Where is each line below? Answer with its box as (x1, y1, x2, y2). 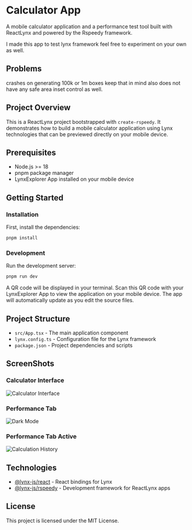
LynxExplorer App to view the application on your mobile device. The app (6, 291, 183, 298)
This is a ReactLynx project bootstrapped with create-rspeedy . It (6, 118, 161, 125)
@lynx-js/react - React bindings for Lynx (14, 478, 112, 485)
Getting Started (6, 193, 64, 202)
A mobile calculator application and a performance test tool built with (6, 23, 173, 30)
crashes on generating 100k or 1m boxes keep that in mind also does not (6, 79, 181, 86)
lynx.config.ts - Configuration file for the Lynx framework (14, 335, 156, 342)
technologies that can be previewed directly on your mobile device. (6, 130, 169, 138)
